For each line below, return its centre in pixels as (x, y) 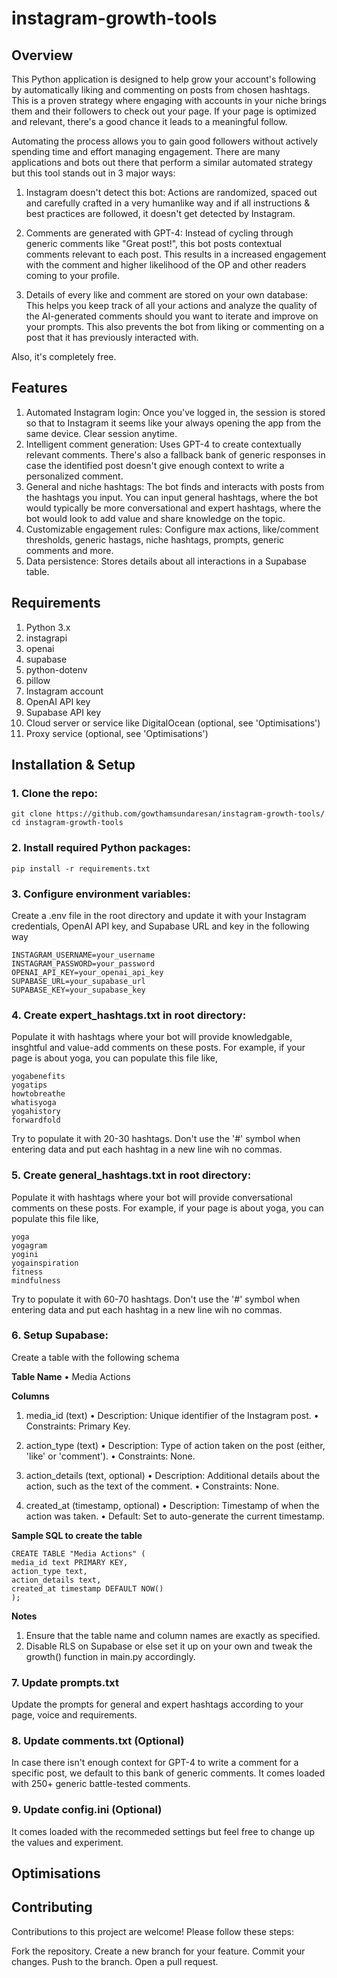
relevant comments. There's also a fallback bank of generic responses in (175, 454)
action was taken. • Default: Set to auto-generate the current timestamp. (175, 1516)
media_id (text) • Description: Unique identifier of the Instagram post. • (172, 1415)
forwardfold (36, 1120)
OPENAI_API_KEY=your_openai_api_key (87, 972)
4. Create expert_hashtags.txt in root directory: (129, 1015)
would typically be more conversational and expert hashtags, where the (173, 508)
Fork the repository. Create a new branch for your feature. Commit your (158, 1951)
